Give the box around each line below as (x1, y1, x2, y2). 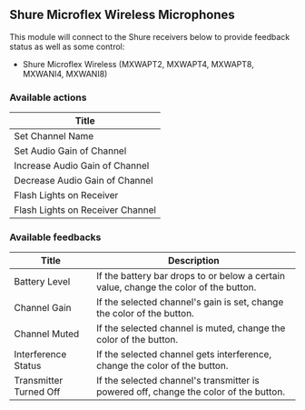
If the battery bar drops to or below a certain (96, 270, 286, 283)
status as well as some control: (9, 41, 125, 52)
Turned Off (14, 385, 61, 398)
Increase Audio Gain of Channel (14, 159, 150, 172)
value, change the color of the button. (96, 281, 257, 294)
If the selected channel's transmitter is (96, 375, 261, 387)
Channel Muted (14, 327, 80, 340)
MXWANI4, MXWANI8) (22, 68, 108, 79)
